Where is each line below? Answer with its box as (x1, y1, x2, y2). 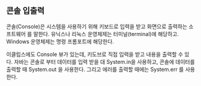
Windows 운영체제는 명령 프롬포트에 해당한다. (6, 38, 114, 45)
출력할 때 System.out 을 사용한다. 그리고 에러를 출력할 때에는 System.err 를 (6, 66, 184, 73)
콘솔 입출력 (6, 5, 45, 16)
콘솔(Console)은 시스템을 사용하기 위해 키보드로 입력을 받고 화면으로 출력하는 (6, 23, 188, 30)
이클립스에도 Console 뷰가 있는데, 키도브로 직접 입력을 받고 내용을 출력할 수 (6, 51, 184, 58)
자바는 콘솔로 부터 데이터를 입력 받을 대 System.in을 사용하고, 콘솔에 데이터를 (14, 58, 195, 65)
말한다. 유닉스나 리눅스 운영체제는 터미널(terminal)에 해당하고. (33, 30, 179, 37)
